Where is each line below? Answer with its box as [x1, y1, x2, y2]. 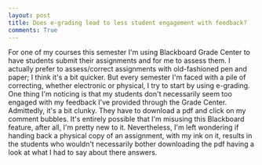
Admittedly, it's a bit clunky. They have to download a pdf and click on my [8, 106, 246, 115]
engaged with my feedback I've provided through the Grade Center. [8, 97, 227, 107]
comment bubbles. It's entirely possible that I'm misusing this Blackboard [8, 115, 245, 124]
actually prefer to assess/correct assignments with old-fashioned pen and [8, 64, 247, 74]
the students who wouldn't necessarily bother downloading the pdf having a [8, 139, 255, 149]
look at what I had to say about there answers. [8, 148, 158, 157]
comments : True [8, 26, 58, 34]
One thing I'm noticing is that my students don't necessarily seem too [8, 90, 233, 99]
